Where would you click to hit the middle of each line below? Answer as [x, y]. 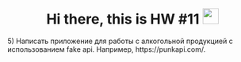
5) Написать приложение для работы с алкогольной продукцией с [120, 41]
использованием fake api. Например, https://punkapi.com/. [107, 49]
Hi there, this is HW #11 [123, 19]
